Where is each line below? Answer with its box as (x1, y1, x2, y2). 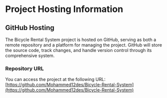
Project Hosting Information (5, 3, 123, 15)
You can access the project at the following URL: (5, 76, 106, 82)
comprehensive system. (5, 52, 55, 58)
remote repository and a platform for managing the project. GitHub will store (5, 42, 162, 48)
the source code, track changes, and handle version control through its (5, 47, 152, 53)
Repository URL (5, 65, 44, 72)
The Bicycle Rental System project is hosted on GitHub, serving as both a (5, 36, 156, 42)
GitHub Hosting (5, 23, 55, 32)
